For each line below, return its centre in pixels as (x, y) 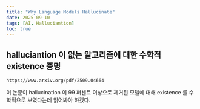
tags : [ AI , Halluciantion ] (40, 23)
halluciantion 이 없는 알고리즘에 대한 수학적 (84, 55)
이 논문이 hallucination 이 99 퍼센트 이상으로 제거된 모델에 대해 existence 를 (97, 93)
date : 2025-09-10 (28, 18)
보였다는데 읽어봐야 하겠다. (59, 100)
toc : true (19, 29)
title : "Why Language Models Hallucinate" (61, 12)
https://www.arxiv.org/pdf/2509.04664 (55, 81)
